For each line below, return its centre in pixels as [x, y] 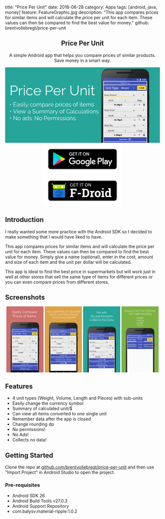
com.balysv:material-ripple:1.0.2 [45, 511]
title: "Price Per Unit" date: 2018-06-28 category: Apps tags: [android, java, [81, 7]
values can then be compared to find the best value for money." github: [77, 23]
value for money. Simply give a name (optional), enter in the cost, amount [79, 257]
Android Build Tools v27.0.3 [40, 501]
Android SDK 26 [28, 496]
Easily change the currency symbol [48, 403]
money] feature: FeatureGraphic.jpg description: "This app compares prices [82, 12]
